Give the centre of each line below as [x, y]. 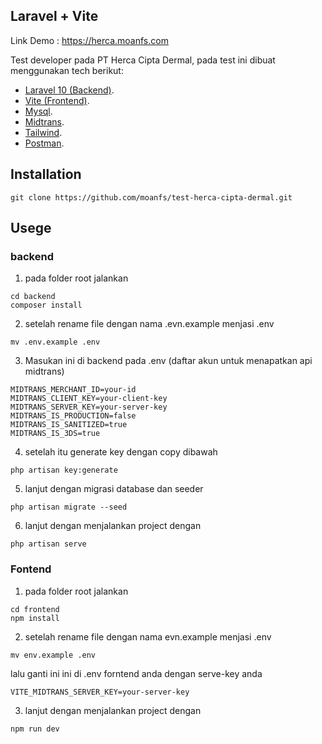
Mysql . [38, 111]
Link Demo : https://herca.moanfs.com [89, 40]
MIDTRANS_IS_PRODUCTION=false [73, 416]
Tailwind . [43, 132]
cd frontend [35, 609]
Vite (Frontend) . [57, 100]
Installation [46, 174]
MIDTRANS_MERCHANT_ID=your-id [73, 390]
